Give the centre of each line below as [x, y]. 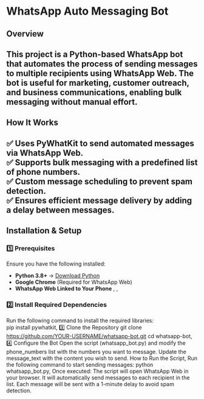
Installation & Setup [44, 231]
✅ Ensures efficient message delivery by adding [99, 200]
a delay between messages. [60, 210]
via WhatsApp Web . [45, 153]
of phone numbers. [43, 172]
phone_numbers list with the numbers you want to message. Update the [96, 351]
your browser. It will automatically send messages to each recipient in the [98, 377]
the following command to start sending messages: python [80, 364]
